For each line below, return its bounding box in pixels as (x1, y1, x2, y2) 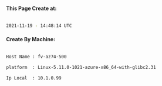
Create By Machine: (6, 35, 56, 42)
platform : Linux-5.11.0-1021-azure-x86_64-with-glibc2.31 (6, 65, 157, 71)
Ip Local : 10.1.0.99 (6, 75, 62, 81)
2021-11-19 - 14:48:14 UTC (6, 23, 72, 29)
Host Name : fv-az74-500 (6, 54, 67, 60)
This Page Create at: (6, 5, 57, 12)
